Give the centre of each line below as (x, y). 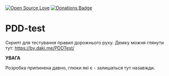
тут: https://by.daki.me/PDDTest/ (40, 48)
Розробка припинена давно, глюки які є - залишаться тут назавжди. (80, 68)
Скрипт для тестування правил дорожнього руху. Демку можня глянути (84, 42)
